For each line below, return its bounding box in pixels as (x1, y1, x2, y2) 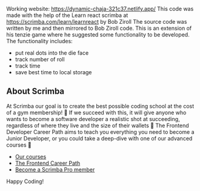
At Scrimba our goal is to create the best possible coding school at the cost (6, 102, 195, 109)
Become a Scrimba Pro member (15, 165, 95, 173)
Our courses (15, 153, 47, 160)
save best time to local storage (15, 69, 92, 75)
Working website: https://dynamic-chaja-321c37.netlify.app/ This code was (6, 5, 194, 12)
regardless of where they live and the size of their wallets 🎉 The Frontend (6, 122, 189, 129)
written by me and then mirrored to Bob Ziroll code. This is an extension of (6, 24, 192, 32)
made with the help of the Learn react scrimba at (6, 12, 128, 19)
